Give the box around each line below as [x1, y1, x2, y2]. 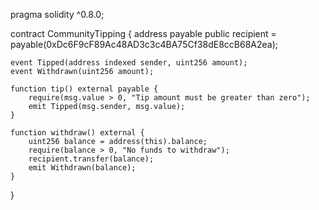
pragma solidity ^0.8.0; [10, 9, 105, 20]
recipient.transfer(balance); [28, 154, 155, 164]
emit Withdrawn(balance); [28, 163, 137, 173]
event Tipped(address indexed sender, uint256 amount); [10, 58, 248, 68]
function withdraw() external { [10, 128, 145, 138]
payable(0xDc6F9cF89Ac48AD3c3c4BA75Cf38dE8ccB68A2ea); [10, 39, 278, 50]
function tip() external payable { [10, 84, 159, 94]
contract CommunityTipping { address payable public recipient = [10, 28, 277, 39]
